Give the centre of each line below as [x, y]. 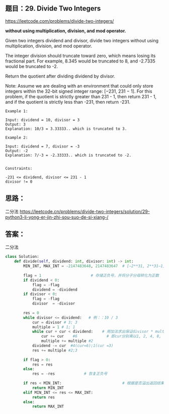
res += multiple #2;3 [55, 350]
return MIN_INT [48, 388]
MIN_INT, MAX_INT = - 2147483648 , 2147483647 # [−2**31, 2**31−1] [94, 266]
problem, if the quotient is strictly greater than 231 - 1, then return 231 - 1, [81, 96]
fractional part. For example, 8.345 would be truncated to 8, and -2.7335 [80, 61]
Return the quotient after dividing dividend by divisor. [60, 76]
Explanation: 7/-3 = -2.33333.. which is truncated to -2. [68, 155]
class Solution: [22, 257]
